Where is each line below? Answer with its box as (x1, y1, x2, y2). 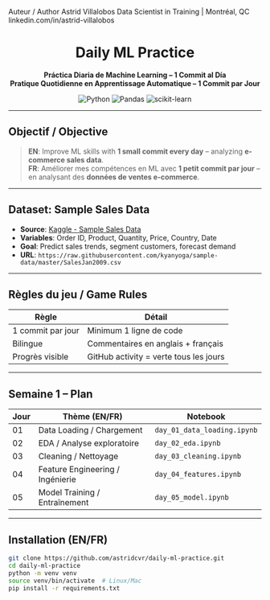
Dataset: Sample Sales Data (8, 203, 150, 216)
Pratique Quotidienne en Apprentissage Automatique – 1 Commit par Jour (10, 78, 260, 88)
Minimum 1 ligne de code (87, 325, 183, 336)
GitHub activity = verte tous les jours (87, 351, 225, 363)
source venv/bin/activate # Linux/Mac (8, 577, 142, 585)
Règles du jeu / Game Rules (8, 287, 148, 301)
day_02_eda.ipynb (154, 438, 221, 448)
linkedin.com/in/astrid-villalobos (8, 15, 115, 25)
